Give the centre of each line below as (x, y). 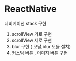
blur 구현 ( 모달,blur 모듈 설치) (41, 46)
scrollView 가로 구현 (32, 34)
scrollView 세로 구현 (32, 40)
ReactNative (31, 9)
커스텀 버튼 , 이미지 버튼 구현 (40, 53)
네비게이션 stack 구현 (26, 23)
